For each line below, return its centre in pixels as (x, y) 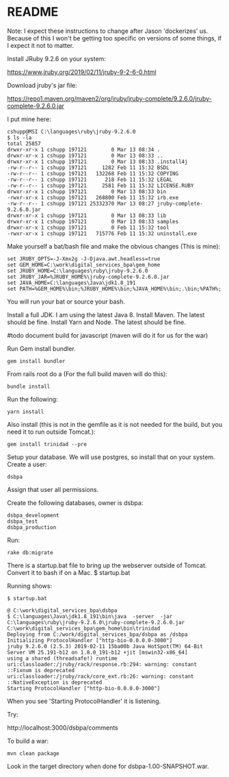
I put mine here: (29, 119)
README (33, 12)
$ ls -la (19, 138)
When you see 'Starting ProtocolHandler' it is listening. (84, 701)
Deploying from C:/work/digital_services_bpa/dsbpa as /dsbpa (97, 634)
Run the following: (32, 399)
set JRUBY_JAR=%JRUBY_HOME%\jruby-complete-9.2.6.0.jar (88, 277)
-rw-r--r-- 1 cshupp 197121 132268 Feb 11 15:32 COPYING (93, 173)
